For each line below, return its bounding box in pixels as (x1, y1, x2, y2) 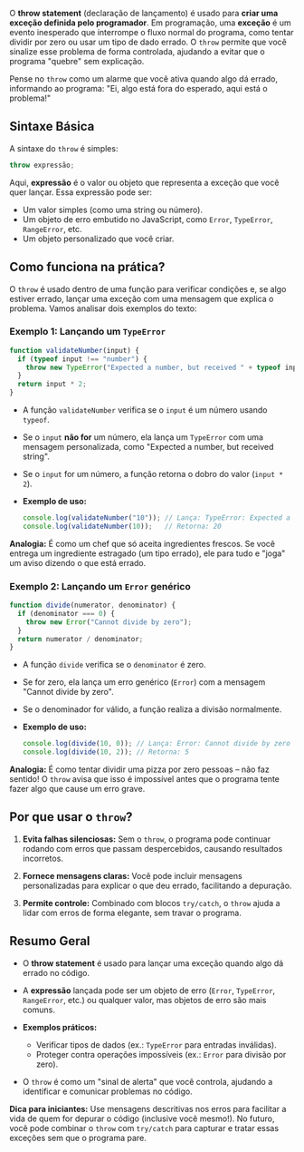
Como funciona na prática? (9, 259, 166, 275)
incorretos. (22, 853, 63, 864)
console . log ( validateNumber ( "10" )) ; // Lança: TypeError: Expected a (22, 513, 291, 522)
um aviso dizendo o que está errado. (9, 557, 147, 568)
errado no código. (22, 967, 90, 978)
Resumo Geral (9, 933, 90, 949)
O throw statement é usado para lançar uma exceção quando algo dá (22, 957, 284, 969)
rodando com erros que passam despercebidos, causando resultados (22, 843, 283, 854)
